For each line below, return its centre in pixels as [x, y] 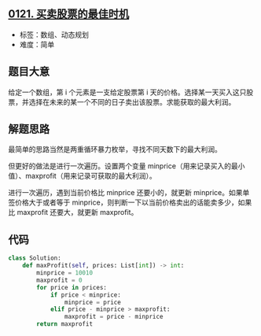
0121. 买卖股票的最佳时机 [69, 14]
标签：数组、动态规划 [54, 35]
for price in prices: [72, 287]
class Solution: [35, 258]
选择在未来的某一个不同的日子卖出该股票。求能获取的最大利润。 [132, 102]
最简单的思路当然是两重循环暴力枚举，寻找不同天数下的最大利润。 [115, 150]
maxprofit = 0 [59, 280]
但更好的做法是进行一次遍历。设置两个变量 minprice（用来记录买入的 [120, 166]
